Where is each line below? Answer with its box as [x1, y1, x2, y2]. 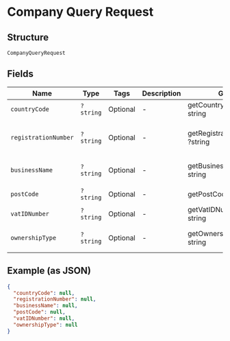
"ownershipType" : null [13, 321, 78, 328]
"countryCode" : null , [13, 290, 75, 296]
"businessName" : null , [13, 303, 78, 309]
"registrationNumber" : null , [13, 296, 97, 303]
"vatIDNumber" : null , [13, 315, 75, 322]
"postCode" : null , [13, 309, 66, 316]
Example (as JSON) [7, 265, 91, 277]
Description [142, 89, 181, 98]
